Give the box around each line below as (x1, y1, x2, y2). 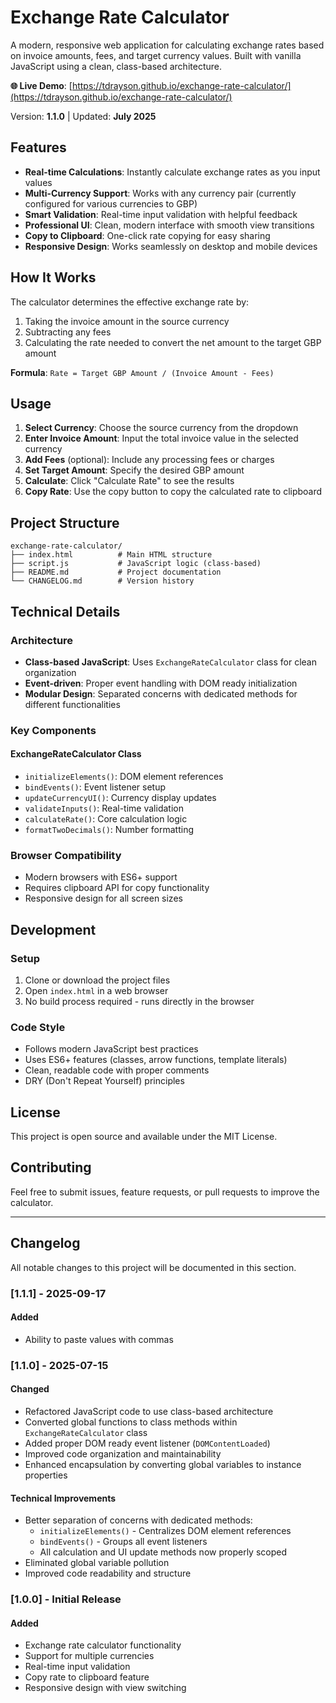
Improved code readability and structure (24, 1567, 192, 1580)
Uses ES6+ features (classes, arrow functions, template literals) (24, 1054, 288, 1066)
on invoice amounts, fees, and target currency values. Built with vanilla (10, 49, 302, 61)
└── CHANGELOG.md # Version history (10, 576, 195, 586)
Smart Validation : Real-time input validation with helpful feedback (24, 208, 298, 220)
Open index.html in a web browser (24, 984, 169, 996)
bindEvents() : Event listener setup (24, 781, 167, 793)
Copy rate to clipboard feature (24, 1671, 150, 1683)
